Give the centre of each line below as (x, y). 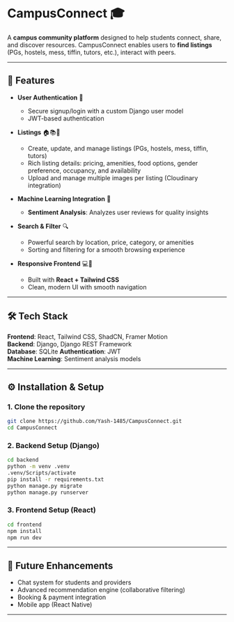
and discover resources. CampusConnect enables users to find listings (110, 45)
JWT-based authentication (66, 118)
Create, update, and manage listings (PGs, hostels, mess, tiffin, (118, 148)
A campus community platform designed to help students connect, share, (114, 37)
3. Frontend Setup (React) (52, 510)
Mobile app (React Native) (55, 605)
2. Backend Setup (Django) (53, 445)
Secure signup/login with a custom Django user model (106, 111)
